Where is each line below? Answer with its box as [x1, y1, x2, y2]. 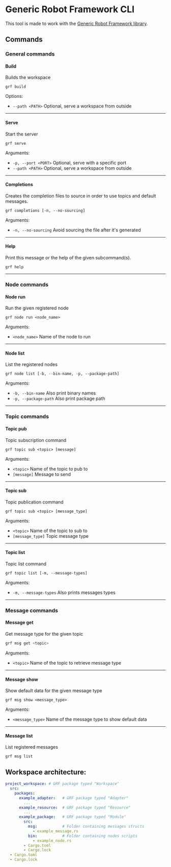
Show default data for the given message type [5, 688, 103, 694]
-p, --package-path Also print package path [12, 396, 105, 402]
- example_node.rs [32, 838, 72, 843]
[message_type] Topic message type [12, 533, 89, 539]
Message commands [5, 607, 59, 614]
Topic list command [5, 561, 47, 567]
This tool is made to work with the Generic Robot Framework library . [5, 20, 148, 27]
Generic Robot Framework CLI [5, 4, 135, 15]
